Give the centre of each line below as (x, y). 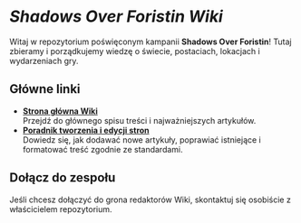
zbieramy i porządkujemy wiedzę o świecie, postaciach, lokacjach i (135, 51)
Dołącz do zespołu (63, 178)
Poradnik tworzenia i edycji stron (86, 130)
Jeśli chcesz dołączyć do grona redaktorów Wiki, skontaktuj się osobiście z (150, 200)
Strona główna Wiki (60, 111)
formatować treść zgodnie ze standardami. (102, 149)
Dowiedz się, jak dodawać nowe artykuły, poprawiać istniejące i (141, 139)
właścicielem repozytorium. (61, 209)
